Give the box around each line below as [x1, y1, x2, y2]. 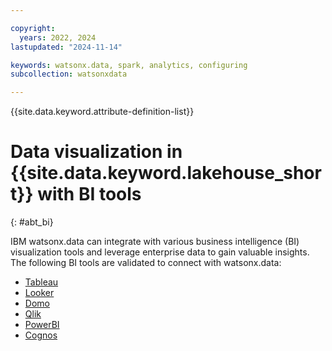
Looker [24, 287, 55, 299]
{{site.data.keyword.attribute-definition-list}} [10, 106, 195, 118]
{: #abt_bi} [10, 216, 54, 228]
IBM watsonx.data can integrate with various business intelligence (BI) [10, 236, 300, 248]
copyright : [10, 23, 56, 33]
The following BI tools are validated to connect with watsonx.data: [10, 257, 282, 269]
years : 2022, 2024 [19, 32, 97, 43]
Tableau [24, 276, 59, 288]
